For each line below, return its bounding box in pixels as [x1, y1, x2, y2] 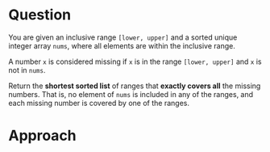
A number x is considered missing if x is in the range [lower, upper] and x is [8, 57, 262, 66]
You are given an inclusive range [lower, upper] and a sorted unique [8, 32, 238, 42]
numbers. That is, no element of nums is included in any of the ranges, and [8, 89, 254, 99]
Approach [8, 127, 77, 145]
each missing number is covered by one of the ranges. [8, 98, 189, 108]
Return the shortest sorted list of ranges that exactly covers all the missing [8, 81, 261, 91]
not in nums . [8, 65, 46, 74]
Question [8, 6, 71, 24]
